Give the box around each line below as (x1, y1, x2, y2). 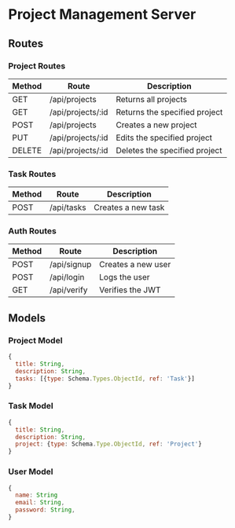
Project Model (8, 335, 63, 346)
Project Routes (8, 60, 66, 71)
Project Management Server (8, 5, 196, 24)
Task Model (8, 401, 53, 412)
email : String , (15, 499, 65, 507)
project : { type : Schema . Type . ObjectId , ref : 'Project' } (15, 440, 202, 449)
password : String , (15, 506, 76, 514)
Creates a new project (116, 119, 198, 130)
